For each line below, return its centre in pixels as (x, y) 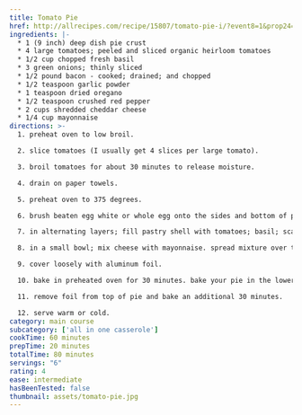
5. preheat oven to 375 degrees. (80, 199)
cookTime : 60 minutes (50, 338)
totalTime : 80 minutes (52, 355)
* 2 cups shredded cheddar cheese (82, 110)
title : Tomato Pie (44, 18)
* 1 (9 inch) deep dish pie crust (82, 43)
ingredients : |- (40, 34)
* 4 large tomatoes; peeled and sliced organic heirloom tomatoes (144, 51)
